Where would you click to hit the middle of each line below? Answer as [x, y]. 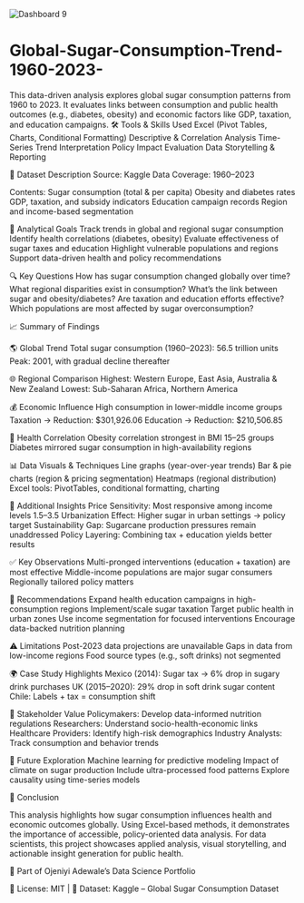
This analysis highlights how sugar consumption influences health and [141, 815]
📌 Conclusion [34, 797]
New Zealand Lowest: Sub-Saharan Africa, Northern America [124, 388]
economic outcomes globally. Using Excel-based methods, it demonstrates [150, 824]
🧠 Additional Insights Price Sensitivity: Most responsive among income [141, 505]
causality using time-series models [75, 780]
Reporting [28, 157]
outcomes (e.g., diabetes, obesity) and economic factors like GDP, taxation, [151, 114]
